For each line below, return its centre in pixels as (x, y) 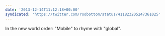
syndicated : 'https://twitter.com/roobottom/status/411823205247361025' (83, 14)
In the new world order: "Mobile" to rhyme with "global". (63, 28)
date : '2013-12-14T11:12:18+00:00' (43, 10)
